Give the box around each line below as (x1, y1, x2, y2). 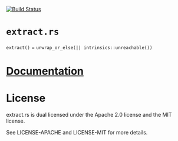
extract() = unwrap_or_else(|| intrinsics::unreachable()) (6, 43, 153, 50)
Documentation (6, 65, 84, 78)
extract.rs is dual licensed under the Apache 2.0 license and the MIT (6, 111, 172, 118)
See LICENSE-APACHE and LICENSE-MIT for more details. (6, 129, 148, 136)
